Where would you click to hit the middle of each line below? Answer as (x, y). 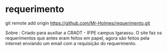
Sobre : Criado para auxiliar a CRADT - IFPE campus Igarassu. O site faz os (84, 32)
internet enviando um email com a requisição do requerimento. (71, 43)
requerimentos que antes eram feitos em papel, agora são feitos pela (77, 38)
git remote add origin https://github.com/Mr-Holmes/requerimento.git (78, 23)
